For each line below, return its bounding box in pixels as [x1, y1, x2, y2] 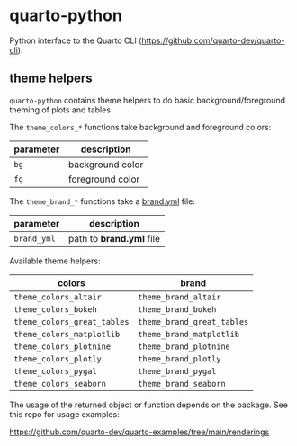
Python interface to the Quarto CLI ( [9, 35, 142, 46]
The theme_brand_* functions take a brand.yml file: [9, 195, 196, 207]
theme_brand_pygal [138, 366, 217, 376]
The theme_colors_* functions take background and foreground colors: [9, 121, 272, 132]
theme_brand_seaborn [138, 379, 227, 388]
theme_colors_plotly [13, 353, 102, 364]
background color [68, 158, 144, 171]
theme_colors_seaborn [13, 379, 106, 388]
